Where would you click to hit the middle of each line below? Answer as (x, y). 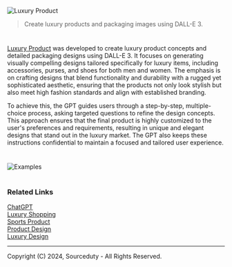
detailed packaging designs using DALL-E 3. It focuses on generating (105, 56)
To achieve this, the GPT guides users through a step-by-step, (96, 106)
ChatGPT (20, 207)
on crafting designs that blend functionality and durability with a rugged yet (114, 78)
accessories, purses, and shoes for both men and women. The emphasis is (114, 71)
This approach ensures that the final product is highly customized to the (109, 120)
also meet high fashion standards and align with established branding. (107, 93)
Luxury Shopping (32, 214)
